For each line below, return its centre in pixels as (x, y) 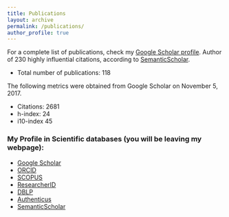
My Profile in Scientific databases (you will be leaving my (105, 139)
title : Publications (37, 13)
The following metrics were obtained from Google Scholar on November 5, (113, 86)
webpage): (26, 148)
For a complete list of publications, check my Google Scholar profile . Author (115, 52)
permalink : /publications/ (46, 26)
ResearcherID (36, 184)
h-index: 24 (33, 114)
